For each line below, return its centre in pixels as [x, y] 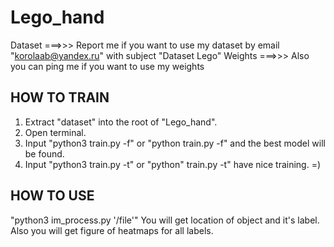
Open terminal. [55, 132]
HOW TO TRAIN [60, 97]
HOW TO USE [52, 196]
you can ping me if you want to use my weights [107, 66]
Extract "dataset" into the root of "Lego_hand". [121, 122]
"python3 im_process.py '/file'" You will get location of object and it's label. [165, 220]
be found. [44, 153]
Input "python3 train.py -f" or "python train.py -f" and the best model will [175, 143]
